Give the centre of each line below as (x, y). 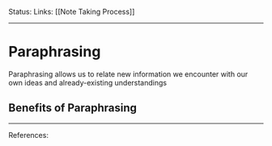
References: (28, 135)
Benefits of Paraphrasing (73, 108)
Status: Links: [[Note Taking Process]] (72, 12)
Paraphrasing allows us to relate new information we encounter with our (128, 74)
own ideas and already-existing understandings (88, 82)
